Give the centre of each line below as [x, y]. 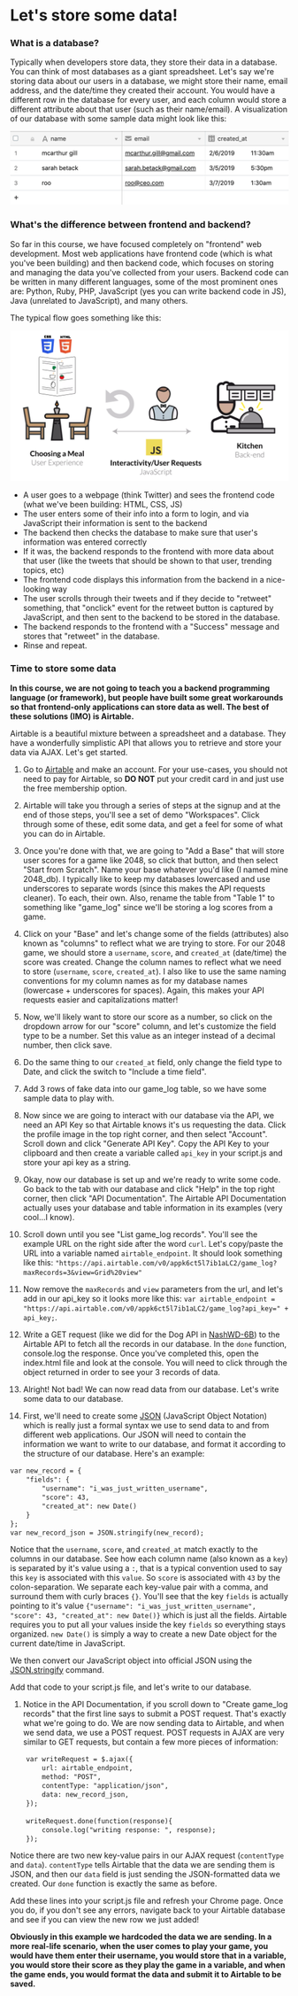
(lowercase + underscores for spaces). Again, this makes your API [143, 990]
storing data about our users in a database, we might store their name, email [149, 81]
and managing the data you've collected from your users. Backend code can [149, 272]
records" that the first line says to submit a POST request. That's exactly [154, 1714]
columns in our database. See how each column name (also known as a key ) [149, 1559]
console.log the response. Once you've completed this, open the [141, 1353]
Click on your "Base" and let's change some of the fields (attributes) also [156, 933]
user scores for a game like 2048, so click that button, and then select [150, 860]
